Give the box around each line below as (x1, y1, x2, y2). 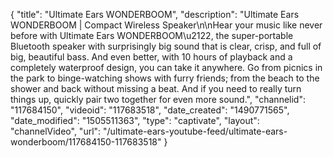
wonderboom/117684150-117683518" (10, 136, 162, 148)
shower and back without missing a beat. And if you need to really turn (10, 83, 302, 94)
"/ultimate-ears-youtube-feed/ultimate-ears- (103, 125, 288, 137)
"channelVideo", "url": (10, 125, 102, 137)
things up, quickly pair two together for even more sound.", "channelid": (10, 94, 306, 105)
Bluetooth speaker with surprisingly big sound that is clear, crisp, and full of (10, 40, 322, 52)
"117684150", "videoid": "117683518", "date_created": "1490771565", (10, 104, 290, 116)
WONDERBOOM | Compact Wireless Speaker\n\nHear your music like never (10, 19, 323, 31)
